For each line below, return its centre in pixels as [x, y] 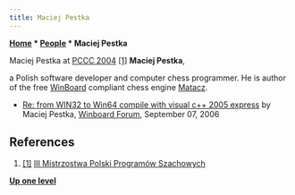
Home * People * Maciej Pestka [68, 43]
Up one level [33, 181]
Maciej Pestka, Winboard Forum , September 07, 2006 [121, 114]
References [42, 143]
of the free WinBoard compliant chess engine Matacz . [109, 87]
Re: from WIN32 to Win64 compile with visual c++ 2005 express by [146, 105]
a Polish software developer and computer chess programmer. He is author [147, 78]
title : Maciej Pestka [50, 17]
